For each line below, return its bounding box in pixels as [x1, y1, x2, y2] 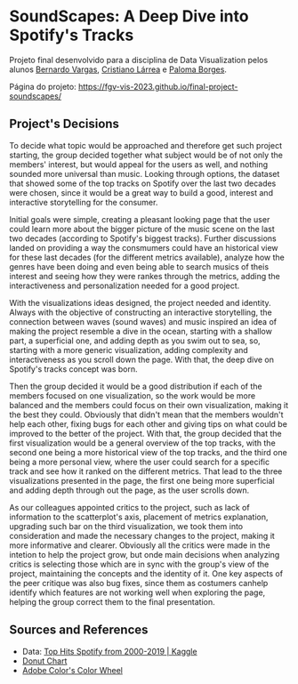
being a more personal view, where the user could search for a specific [9, 456, 270, 467]
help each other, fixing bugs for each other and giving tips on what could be [9, 418, 287, 429]
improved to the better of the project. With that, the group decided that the [9, 428, 282, 439]
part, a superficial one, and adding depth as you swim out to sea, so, [9, 335, 261, 346]
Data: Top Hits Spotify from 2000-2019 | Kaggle [21, 646, 197, 656]
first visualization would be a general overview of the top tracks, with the [9, 438, 276, 448]
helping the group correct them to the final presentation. [9, 596, 215, 607]
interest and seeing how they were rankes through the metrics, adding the [9, 270, 280, 281]
